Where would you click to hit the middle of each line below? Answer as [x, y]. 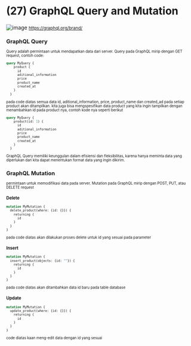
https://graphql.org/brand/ [56, 28]
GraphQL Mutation [31, 173]
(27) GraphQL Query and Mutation [93, 11]
